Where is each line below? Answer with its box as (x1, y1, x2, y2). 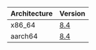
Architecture (10, 9, 53, 18)
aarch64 (10, 32, 38, 40)
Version (59, 9, 86, 18)
